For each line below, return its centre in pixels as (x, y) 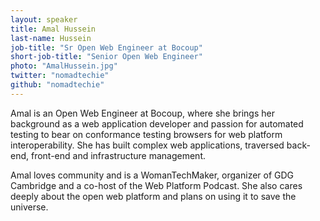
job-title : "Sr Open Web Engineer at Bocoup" (106, 47)
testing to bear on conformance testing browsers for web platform (146, 134)
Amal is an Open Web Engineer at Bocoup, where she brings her (142, 113)
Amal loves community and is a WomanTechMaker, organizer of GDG (152, 175)
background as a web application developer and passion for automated (157, 123)
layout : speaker (44, 19)
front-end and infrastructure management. (118, 155)
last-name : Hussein (51, 38)
